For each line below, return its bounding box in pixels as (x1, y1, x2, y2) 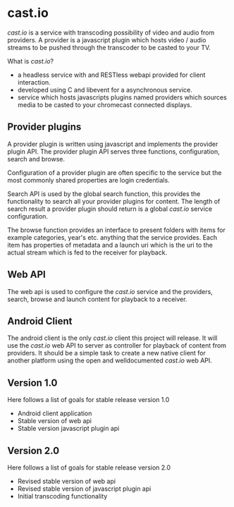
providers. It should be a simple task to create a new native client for (7, 349, 207, 358)
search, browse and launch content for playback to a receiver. (7, 295, 187, 303)
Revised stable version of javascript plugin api (17, 484, 152, 493)
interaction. (17, 78, 51, 86)
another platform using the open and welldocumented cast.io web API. (7, 356, 213, 365)
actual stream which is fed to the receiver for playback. (7, 248, 168, 257)
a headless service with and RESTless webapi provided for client (17, 71, 206, 79)
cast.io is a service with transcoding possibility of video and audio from (7, 28, 215, 37)
